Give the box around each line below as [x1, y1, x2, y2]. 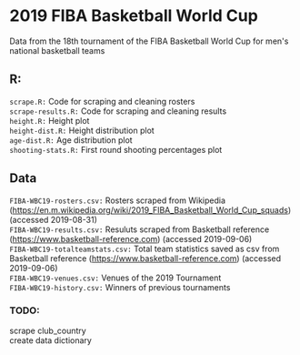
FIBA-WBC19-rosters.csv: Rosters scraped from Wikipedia [9, 195, 225, 206]
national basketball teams [9, 45, 105, 56]
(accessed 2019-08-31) [9, 214, 97, 225]
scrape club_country [9, 325, 86, 336]
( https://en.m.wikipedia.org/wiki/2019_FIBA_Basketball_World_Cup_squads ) [9, 204, 292, 215]
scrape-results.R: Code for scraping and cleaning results [9, 106, 227, 117]
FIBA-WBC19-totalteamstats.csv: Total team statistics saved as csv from [9, 243, 280, 254]
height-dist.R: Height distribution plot [9, 125, 155, 136]
